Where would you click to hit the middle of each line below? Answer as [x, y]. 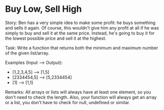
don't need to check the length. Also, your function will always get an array [81, 97]
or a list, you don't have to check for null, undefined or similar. [68, 102]
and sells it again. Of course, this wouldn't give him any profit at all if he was [82, 27]
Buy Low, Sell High [43, 9]
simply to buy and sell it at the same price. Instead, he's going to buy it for [80, 33]
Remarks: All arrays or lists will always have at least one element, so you [78, 92]
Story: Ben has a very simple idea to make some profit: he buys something [80, 23]
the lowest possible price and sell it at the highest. [56, 38]
